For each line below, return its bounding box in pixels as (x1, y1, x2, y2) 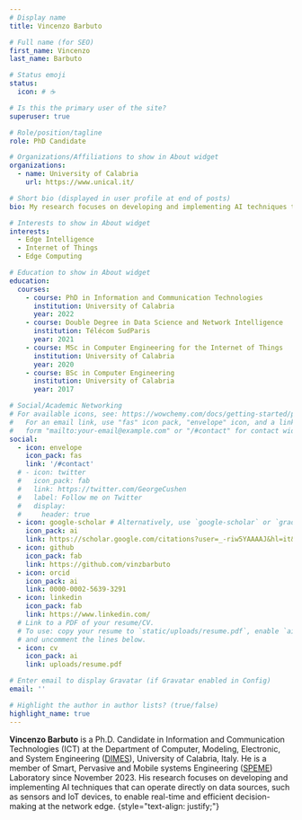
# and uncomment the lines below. (17, 635, 147, 644)
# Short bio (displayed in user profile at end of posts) (9, 194, 231, 203)
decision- (235, 791, 271, 802)
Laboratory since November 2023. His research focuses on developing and (9, 772, 289, 782)
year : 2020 (32, 360, 75, 369)
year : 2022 (32, 310, 75, 319)
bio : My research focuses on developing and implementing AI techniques (9, 202, 288, 211)
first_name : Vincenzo (9, 46, 91, 55)
